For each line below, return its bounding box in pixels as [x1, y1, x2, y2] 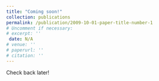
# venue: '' [6, 42, 36, 48]
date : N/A [8, 36, 33, 42]
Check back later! [6, 69, 49, 76]
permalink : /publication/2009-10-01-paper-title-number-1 [6, 20, 153, 25]
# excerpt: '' [6, 31, 42, 37]
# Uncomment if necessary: [6, 25, 73, 31]
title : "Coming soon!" [6, 8, 63, 15]
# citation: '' [6, 53, 44, 59]
